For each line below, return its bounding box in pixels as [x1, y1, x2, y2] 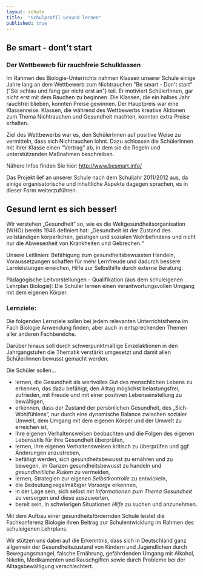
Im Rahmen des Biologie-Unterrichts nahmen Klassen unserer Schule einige [6, 74, 196, 82]
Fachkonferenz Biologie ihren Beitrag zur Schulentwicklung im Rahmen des [6, 519, 194, 526]
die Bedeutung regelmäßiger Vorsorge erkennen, [15, 482, 138, 489]
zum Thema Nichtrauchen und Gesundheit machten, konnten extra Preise [6, 113, 190, 120]
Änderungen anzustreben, [15, 449, 81, 457]
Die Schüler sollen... [6, 367, 56, 374]
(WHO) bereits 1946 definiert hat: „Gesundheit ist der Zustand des [6, 226, 171, 234]
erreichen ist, [15, 424, 48, 431]
